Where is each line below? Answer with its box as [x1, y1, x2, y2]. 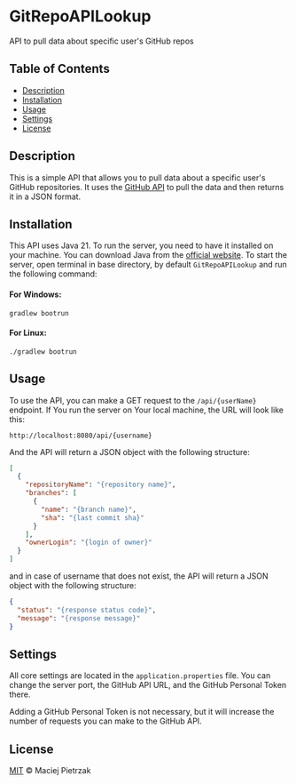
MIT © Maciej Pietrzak [9, 765, 91, 776]
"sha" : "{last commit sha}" [41, 513, 144, 522]
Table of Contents [9, 61, 111, 76]
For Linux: [9, 327, 47, 339]
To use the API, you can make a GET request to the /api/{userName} [9, 395, 257, 405]
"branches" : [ [25, 489, 77, 498]
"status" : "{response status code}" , [17, 605, 157, 614]
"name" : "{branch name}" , [41, 505, 137, 514]
